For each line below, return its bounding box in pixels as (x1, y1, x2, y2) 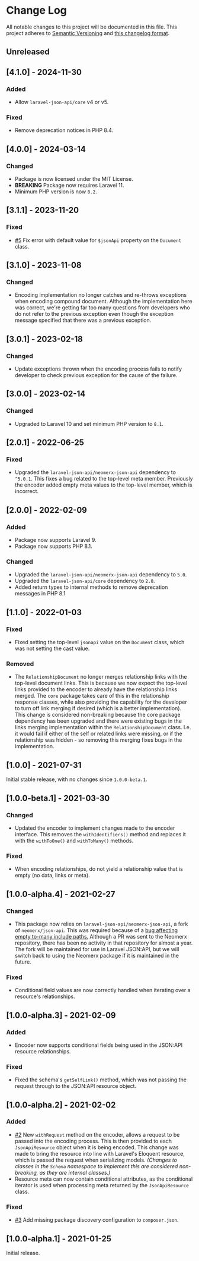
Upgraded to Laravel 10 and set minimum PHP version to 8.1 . (14, 420, 164, 427)
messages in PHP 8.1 (14, 590, 66, 597)
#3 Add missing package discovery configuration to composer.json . (14, 1216, 179, 1224)
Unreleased (6, 47, 50, 57)
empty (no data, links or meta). (14, 872, 90, 879)
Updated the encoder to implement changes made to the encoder (14, 824, 175, 832)
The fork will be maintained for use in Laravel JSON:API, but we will (14, 945, 179, 952)
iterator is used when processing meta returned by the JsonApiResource (14, 1181, 190, 1188)
